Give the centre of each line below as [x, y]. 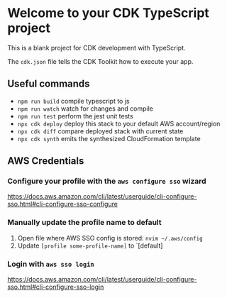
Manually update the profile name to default [84, 223]
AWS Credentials [46, 161]
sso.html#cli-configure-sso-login [56, 287]
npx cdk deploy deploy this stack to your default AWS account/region [119, 123]
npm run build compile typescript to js [73, 101]
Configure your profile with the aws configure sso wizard [107, 181]
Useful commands [49, 84]
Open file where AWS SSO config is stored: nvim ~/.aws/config [110, 238]
